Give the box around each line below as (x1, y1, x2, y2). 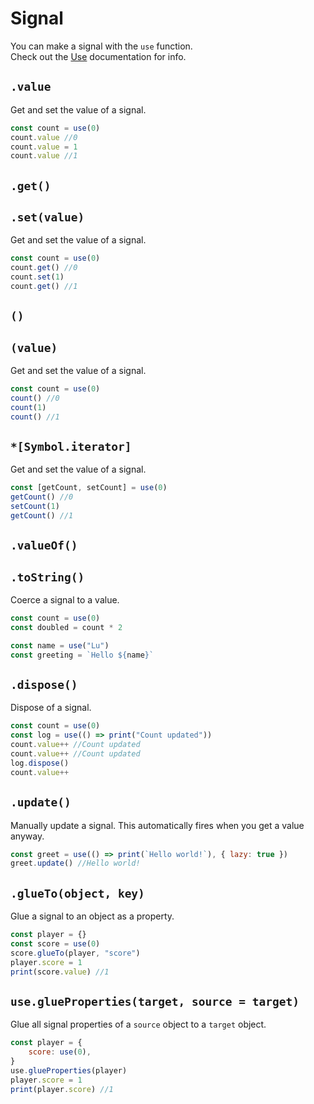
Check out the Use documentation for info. (10, 50, 187, 62)
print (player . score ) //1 (10, 1084, 114, 1094)
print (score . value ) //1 (10, 967, 110, 977)
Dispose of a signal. (10, 702, 92, 714)
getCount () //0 (10, 492, 74, 502)
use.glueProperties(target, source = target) (10, 994, 300, 1009)
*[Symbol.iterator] (10, 440, 132, 454)
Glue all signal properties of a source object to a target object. (10, 1018, 267, 1031)
